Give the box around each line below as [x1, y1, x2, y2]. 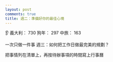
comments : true [5, 12, 36, 16]
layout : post [5, 7, 32, 12]
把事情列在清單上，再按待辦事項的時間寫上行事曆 [5, 52, 104, 58]
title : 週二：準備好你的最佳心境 [5, 16, 65, 21]
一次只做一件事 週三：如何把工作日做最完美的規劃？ [5, 42, 109, 47]
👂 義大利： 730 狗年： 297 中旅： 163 [5, 30, 81, 36]
